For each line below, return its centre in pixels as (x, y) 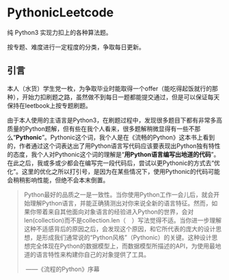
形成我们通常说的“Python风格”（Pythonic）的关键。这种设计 (127, 237)
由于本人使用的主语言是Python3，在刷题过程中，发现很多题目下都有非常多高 (115, 120)
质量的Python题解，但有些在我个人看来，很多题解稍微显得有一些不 (101, 129)
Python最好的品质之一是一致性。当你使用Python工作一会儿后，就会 (119, 194)
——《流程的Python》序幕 (63, 269)
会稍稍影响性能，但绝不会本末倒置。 (58, 180)
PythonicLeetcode (60, 13)
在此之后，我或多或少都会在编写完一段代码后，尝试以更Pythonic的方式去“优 (114, 163)
